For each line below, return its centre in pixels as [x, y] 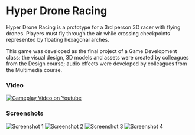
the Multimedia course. [34, 70]
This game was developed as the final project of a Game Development [92, 51]
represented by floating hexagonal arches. [58, 39]
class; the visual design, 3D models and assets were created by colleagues [97, 57]
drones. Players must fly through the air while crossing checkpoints [88, 33]
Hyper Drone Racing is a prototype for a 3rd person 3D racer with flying [93, 27]
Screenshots [25, 113]
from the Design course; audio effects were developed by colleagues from [97, 64]
